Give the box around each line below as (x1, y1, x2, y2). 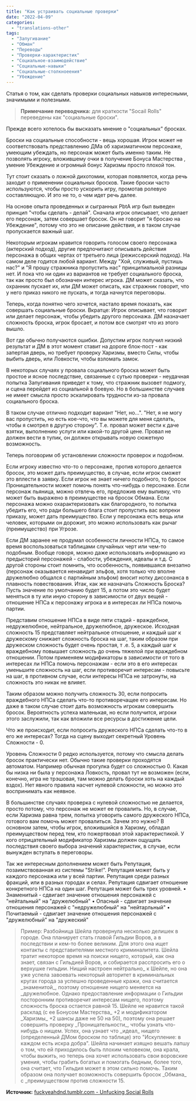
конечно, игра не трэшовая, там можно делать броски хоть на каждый (6, 775, 184, 783)
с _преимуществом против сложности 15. (20, 1077, 125, 1085)
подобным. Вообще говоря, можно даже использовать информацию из (6, 549, 185, 556)
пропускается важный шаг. (6, 228, 74, 235)
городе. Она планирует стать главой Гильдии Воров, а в (20, 934, 161, 941)
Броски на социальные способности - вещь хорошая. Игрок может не (6, 137, 183, 144)
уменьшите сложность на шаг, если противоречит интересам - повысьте (6, 667, 190, 674)
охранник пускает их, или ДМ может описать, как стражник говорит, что (6, 283, 190, 290)
